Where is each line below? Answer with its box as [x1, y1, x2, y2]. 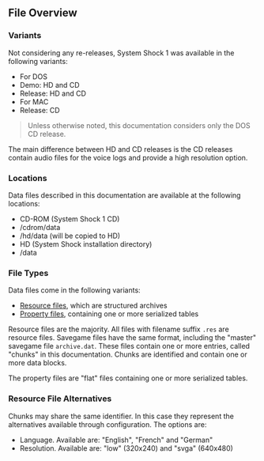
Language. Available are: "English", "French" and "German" [19, 435, 213, 444]
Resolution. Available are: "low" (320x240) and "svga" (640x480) [19, 443, 233, 453]
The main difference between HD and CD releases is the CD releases [8, 144, 233, 153]
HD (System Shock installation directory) [19, 239, 153, 248]
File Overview [8, 6, 77, 20]
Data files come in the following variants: [8, 285, 141, 295]
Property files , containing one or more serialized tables [19, 309, 199, 319]
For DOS [19, 71, 47, 81]
